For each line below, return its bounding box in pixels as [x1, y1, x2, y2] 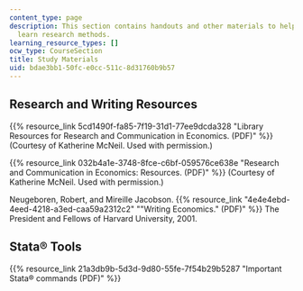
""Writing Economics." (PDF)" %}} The [136, 204, 280, 214]
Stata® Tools [9, 240, 83, 255]
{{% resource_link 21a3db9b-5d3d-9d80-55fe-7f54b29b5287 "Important [9, 263, 282, 274]
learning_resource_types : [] [9, 38, 119, 48]
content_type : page [9, 13, 83, 23]
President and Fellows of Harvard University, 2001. [9, 213, 198, 223]
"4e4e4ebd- [243, 194, 290, 205]
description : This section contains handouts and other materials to [9, 22, 277, 31]
